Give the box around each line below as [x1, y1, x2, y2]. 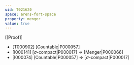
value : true [5, 21, 30, 26]
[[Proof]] [5, 34, 23, 40]
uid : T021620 [5, 7, 32, 12]
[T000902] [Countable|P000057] [12, 44, 80, 50]
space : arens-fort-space [5, 12, 56, 17]
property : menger [5, 16, 41, 21]
